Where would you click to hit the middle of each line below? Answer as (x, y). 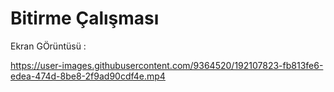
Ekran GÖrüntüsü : (48, 46)
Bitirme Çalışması (85, 18)
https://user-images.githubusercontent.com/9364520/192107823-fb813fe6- (167, 65)
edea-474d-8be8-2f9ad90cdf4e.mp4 (88, 76)
